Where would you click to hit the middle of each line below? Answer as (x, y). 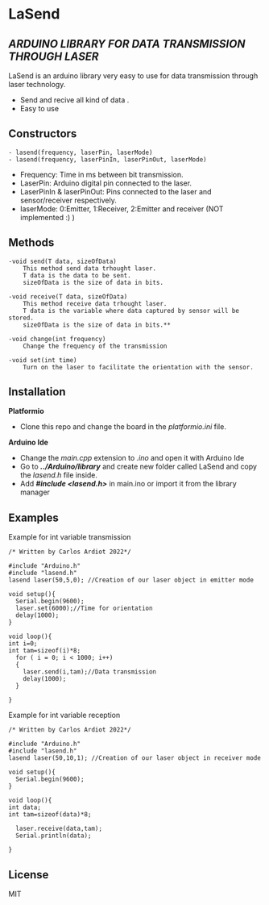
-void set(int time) (43, 360)
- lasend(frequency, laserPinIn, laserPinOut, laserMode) (108, 159)
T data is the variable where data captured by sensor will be (131, 311)
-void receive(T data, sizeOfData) (68, 296)
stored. (21, 318)
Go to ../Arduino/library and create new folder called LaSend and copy (139, 467)
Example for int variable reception (64, 715)
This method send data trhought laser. (90, 268)
